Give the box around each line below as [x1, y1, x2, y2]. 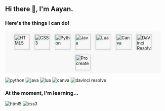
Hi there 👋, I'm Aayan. [5, 5, 73, 13]
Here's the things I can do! [5, 20, 70, 27]
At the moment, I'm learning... [5, 89, 79, 96]
